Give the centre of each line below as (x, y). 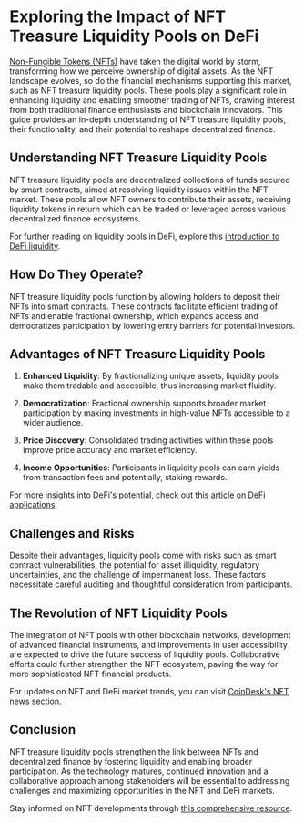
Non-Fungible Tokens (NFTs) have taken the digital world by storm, (135, 61)
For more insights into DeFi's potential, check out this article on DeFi (137, 495)
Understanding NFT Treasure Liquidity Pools (138, 158)
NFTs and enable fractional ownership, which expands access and (134, 315)
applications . (33, 505)
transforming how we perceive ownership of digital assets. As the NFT (142, 71)
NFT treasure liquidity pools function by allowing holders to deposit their (145, 296)
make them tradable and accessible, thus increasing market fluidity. (149, 386)
